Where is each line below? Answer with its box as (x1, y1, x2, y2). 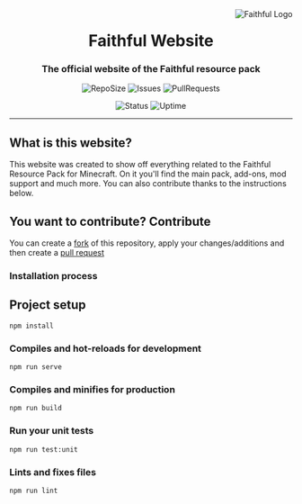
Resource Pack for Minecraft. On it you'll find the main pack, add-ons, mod (9, 168, 287, 179)
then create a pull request (9, 247, 105, 258)
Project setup (9, 297, 87, 313)
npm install (9, 321, 54, 330)
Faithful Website (88, 31, 214, 51)
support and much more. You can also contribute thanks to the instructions (9, 178, 288, 189)
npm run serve (9, 363, 63, 372)
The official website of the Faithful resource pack (41, 63, 261, 76)
